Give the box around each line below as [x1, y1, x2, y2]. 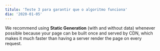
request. [5, 40, 22, 46]
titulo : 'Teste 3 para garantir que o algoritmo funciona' [5, 7, 128, 12]
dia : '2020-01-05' [5, 12, 42, 17]
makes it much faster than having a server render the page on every [5, 35, 142, 41]
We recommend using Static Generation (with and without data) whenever [5, 25, 156, 31]
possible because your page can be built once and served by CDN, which [5, 30, 153, 36]
